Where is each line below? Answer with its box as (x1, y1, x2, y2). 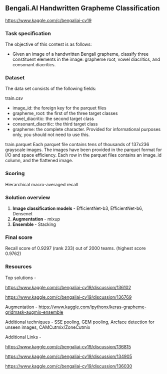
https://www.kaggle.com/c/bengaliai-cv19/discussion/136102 (5, 284, 131, 290)
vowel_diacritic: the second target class (12, 115, 94, 122)
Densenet (12, 211, 32, 216)
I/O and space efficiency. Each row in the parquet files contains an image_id (5, 152, 161, 158)
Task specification (5, 30, 51, 37)
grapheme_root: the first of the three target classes (12, 110, 118, 116)
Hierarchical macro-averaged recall (5, 181, 78, 187)
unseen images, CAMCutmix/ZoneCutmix (5, 324, 90, 330)
